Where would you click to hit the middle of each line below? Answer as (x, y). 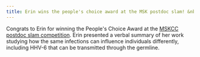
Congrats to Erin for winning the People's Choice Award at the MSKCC (92, 28)
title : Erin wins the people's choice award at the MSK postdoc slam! (96, 12)
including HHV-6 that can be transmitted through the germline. (83, 47)
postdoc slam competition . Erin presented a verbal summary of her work (95, 35)
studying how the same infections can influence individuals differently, (93, 41)
